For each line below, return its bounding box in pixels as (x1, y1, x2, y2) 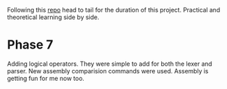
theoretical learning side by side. (7, 13, 99, 21)
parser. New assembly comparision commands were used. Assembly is (7, 66, 209, 75)
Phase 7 (7, 37, 53, 53)
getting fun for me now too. (7, 74, 84, 82)
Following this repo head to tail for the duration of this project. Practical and (7, 6, 221, 14)
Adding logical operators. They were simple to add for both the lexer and (7, 60, 213, 68)
